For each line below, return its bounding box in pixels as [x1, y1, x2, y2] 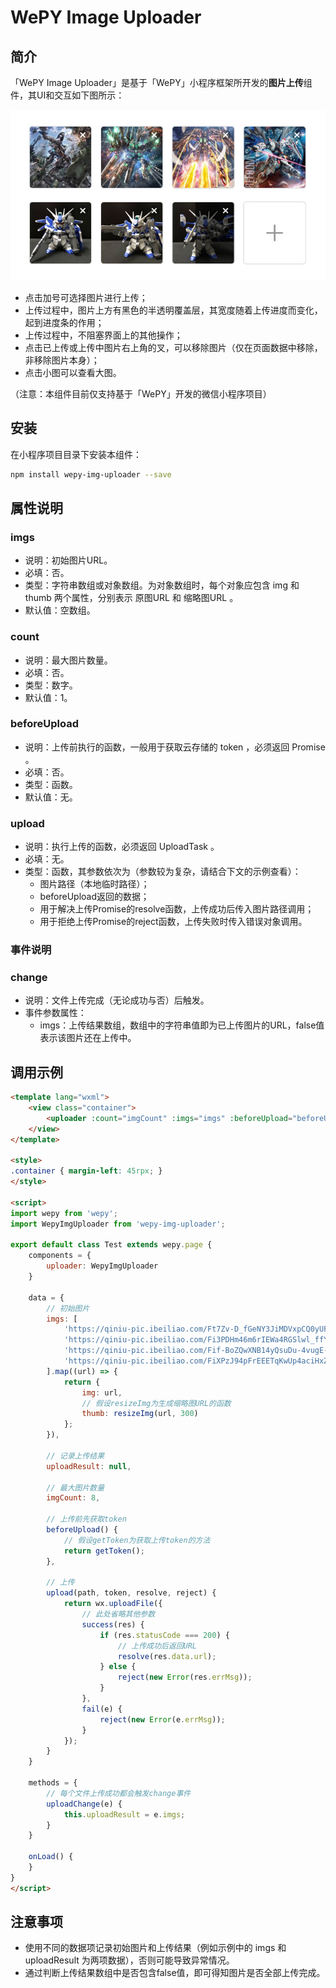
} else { [99, 1662, 137, 1672]
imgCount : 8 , [46, 1493, 101, 1503]
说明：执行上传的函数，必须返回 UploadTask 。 [24, 841, 220, 853]
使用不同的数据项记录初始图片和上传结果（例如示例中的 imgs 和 [24, 1942, 287, 1954]
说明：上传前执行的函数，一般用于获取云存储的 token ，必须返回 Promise [24, 741, 326, 753]
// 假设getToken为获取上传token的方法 [63, 1535, 211, 1545]
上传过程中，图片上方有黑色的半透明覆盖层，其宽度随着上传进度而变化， [24, 304, 323, 316]
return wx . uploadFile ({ [63, 1599, 163, 1609]
